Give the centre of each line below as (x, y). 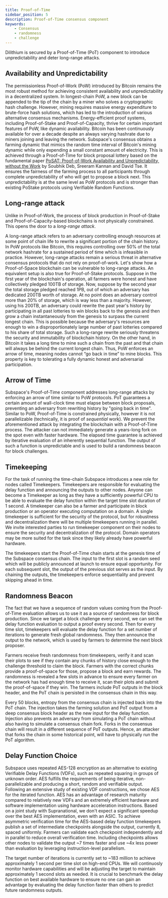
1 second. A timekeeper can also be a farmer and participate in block (76, 506)
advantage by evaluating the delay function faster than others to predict (79, 884)
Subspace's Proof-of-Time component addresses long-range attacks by (80, 392)
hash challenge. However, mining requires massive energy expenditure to (81, 107)
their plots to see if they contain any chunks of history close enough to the (82, 660)
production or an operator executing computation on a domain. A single (79, 511)
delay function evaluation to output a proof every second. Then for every (80, 624)
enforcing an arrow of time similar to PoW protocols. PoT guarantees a (78, 398)
